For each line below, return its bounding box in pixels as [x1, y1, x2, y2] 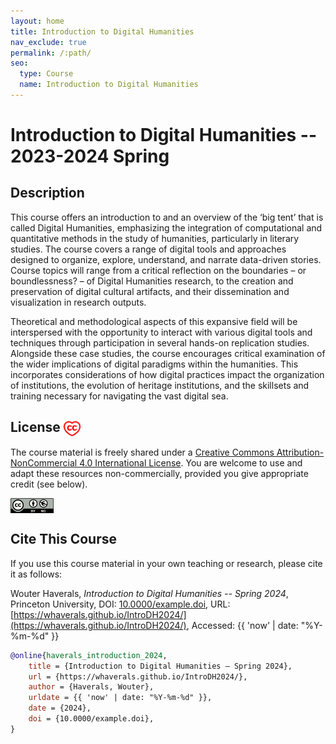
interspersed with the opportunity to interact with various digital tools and [10, 326, 313, 338]
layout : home [10, 16, 65, 26]
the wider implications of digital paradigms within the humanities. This [10, 358, 299, 370]
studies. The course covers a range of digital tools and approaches [10, 243, 287, 255]
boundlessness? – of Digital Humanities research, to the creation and [10, 275, 294, 287]
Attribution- [276, 446, 325, 458]
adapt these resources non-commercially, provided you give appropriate [10, 467, 309, 479]
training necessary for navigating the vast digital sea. [10, 390, 229, 402]
